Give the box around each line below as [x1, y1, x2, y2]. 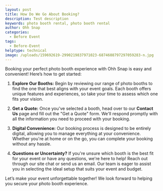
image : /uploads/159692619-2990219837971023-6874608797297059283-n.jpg [5, 52, 154, 58]
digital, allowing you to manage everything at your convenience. [12, 130, 141, 137]
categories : [5, 30, 29, 35]
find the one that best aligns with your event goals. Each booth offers [12, 86, 151, 92]
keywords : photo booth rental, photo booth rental [5, 21, 110, 26]
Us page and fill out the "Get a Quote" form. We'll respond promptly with [12, 111, 158, 117]
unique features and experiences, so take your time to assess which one [12, 91, 158, 97]
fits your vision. [12, 96, 43, 102]
